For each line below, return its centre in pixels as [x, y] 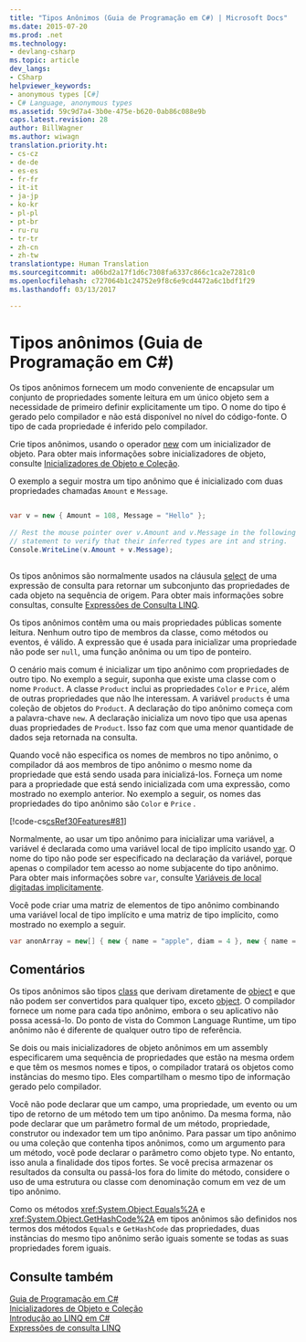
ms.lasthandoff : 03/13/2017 [63, 289]
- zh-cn [24, 247]
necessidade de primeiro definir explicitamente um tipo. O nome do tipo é [148, 406]
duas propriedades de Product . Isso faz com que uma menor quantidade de [152, 728]
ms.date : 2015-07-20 [49, 26]
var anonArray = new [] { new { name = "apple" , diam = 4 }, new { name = [153, 941]
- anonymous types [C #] [55, 94]
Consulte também [62, 1277]
